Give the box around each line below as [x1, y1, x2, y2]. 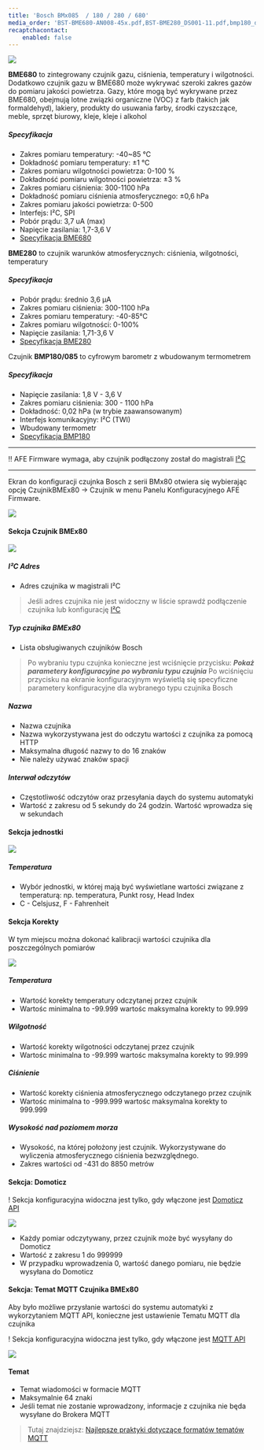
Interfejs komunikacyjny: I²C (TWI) [19, 415, 131, 425]
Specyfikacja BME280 [19, 336, 92, 347]
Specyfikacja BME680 [19, 233, 92, 243]
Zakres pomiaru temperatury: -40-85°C [19, 312, 148, 321]
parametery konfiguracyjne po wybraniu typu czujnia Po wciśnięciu [27, 666, 254, 676]
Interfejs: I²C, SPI [19, 208, 75, 217]
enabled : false [22, 33, 72, 42]
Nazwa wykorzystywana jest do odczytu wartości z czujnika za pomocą [19, 729, 253, 739]
